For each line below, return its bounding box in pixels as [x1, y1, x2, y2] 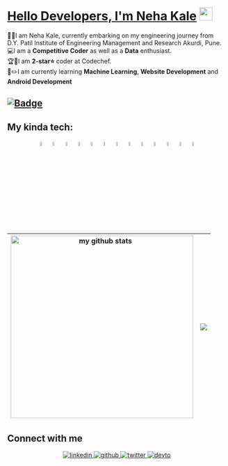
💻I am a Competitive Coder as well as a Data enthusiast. [7, 46, 172, 55]
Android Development [7, 77, 72, 86]
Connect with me [7, 432, 83, 444]
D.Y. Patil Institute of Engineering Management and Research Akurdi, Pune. [7, 38, 222, 47]
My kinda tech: [7, 121, 74, 133]
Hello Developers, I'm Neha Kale [7, 8, 197, 24]
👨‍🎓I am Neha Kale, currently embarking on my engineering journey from [7, 31, 214, 40]
